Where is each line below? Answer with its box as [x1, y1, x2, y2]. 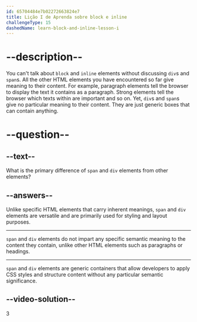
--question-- [6, 128, 70, 141]
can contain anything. [6, 107, 59, 115]
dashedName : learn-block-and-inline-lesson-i [6, 25, 119, 31]
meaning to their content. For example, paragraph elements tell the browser [6, 82, 189, 89]
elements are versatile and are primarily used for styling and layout [6, 213, 168, 219]
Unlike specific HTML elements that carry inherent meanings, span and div [6, 206, 186, 213]
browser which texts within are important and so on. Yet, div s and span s [6, 95, 180, 102]
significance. [6, 277, 38, 284]
